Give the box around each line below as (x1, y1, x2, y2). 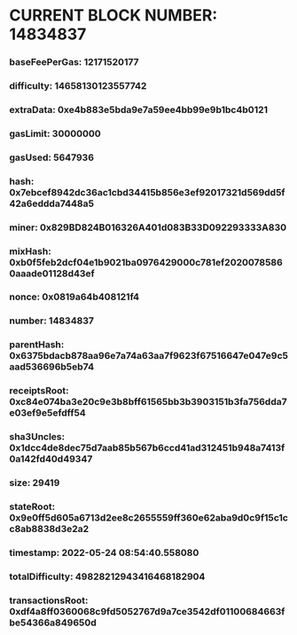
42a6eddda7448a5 (9, 197, 95, 210)
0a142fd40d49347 (9, 453, 93, 465)
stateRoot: (9, 501, 56, 513)
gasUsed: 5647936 (9, 151, 95, 163)
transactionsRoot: (9, 594, 89, 607)
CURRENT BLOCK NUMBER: (9, 5, 218, 26)
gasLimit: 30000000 (9, 127, 102, 139)
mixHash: (9, 245, 51, 258)
